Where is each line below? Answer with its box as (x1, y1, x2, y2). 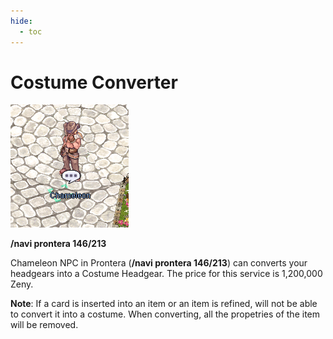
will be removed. (10, 319, 79, 331)
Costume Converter (10, 71, 178, 94)
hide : (10, 16, 33, 26)
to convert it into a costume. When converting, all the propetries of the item (10, 308, 321, 320)
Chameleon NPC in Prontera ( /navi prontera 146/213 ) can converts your (10, 257, 308, 269)
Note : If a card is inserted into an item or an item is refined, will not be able (10, 298, 318, 310)
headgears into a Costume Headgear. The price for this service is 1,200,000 (10, 268, 323, 280)
